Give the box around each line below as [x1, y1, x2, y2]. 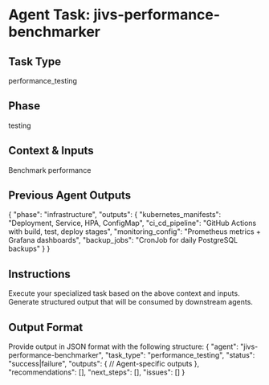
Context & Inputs [8, 144, 94, 158]
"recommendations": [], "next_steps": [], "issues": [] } [8, 367, 185, 377]
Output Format [8, 320, 84, 334]
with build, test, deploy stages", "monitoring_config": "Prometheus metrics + [8, 227, 261, 236]
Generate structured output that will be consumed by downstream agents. [8, 297, 253, 307]
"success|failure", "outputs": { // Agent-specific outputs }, [8, 359, 200, 369]
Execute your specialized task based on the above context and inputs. [8, 289, 240, 298]
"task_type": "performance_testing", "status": [104, 350, 255, 360]
